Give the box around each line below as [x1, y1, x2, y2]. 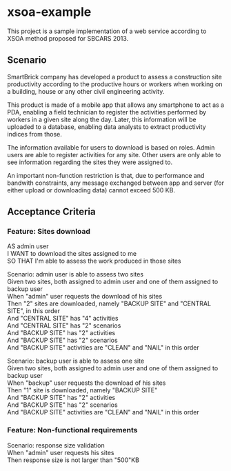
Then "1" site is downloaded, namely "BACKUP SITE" [7, 386, 158, 394]
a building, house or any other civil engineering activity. [7, 87, 165, 95]
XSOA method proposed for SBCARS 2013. [7, 34, 129, 42]
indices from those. [7, 130, 62, 138]
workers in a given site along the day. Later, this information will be [7, 115, 197, 123]
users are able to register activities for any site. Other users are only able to [7, 150, 221, 159]
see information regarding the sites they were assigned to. [7, 158, 173, 166]
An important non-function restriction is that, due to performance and [7, 171, 205, 179]
